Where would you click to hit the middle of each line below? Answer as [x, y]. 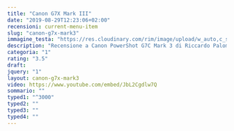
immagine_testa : [31, 40]
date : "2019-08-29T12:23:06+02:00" [59, 20]
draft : [17, 65]
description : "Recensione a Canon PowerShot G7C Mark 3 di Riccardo [109, 46]
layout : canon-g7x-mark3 [43, 78]
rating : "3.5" [28, 59]
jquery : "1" [24, 71]
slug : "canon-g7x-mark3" [43, 33]
